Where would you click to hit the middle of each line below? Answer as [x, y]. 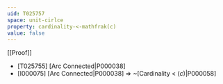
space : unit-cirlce [35, 20]
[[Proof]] [20, 53]
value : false [26, 33]
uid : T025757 [26, 14]
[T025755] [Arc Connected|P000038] [72, 66]
